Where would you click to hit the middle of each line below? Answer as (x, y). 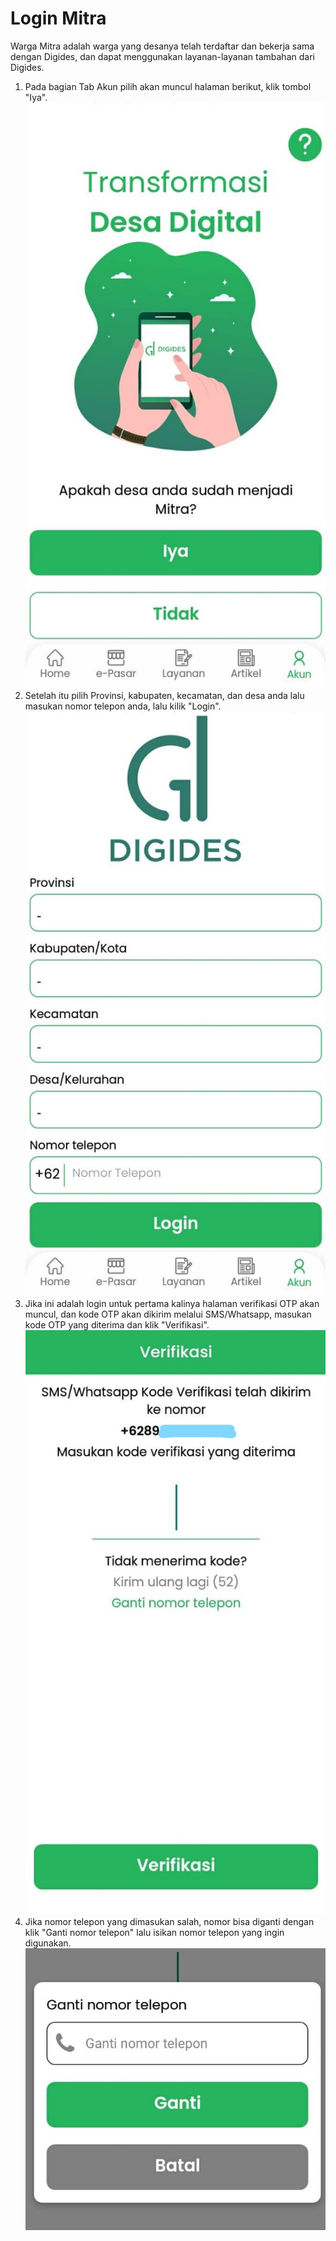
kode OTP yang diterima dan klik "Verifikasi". (117, 1325)
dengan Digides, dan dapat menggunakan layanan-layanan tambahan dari (162, 56)
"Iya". (36, 97)
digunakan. (48, 1943)
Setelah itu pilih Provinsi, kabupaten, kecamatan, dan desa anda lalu (164, 695)
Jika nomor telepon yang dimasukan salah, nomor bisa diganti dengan (169, 1921)
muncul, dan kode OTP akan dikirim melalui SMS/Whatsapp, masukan (168, 1314)
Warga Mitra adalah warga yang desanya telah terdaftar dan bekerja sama (162, 46)
